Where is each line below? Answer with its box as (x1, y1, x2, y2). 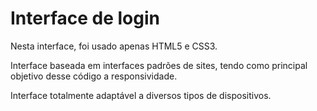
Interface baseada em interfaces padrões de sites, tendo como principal (10, 59, 308, 71)
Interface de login (10, 7, 160, 30)
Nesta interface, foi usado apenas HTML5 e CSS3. (10, 40, 218, 52)
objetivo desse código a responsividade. (10, 70, 178, 82)
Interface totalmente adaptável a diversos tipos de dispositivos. (10, 89, 272, 101)
